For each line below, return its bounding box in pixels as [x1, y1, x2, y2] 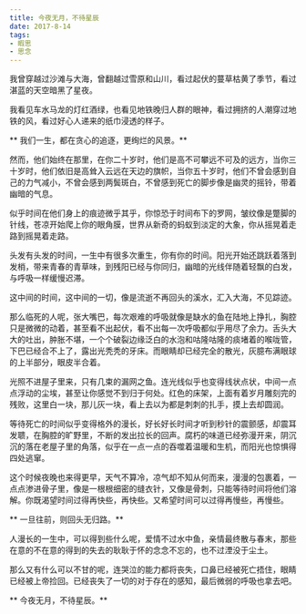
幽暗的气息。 [9, 189, 57, 200]
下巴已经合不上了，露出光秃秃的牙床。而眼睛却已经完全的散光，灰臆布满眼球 [9, 345, 297, 356]
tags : [9, 30, 30, 39]
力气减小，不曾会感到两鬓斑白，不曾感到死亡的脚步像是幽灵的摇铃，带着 [25, 177, 297, 188]
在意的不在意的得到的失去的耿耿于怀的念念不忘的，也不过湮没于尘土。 [9, 545, 273, 556]
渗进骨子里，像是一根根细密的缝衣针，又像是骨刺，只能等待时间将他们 [25, 484, 289, 495]
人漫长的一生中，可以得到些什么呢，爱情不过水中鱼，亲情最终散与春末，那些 [9, 534, 297, 545]
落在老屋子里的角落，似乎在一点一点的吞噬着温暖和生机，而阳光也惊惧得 [25, 441, 297, 452]
